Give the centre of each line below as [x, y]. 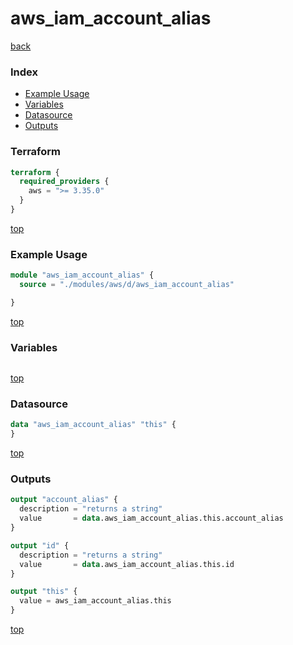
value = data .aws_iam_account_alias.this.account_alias [151, 518]
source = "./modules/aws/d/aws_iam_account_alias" [127, 285]
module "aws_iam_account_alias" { [82, 275]
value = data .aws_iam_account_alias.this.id [127, 564]
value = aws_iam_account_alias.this [95, 601]
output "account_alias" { [64, 500]
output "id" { [40, 545]
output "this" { [44, 592]
